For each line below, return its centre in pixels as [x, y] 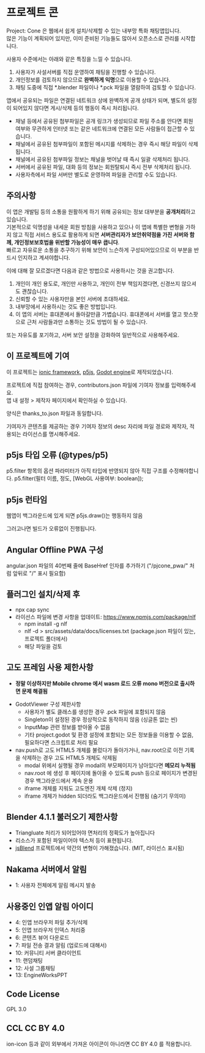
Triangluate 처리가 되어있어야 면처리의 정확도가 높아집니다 [85, 833]
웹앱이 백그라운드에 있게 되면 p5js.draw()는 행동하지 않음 [75, 515]
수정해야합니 [184, 471]
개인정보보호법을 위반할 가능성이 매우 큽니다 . [67, 242]
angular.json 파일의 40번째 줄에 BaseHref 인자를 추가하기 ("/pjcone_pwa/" [97, 566]
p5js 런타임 [27, 500]
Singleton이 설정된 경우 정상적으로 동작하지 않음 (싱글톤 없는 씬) [101, 719]
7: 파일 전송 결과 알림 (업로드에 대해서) [61, 945]
